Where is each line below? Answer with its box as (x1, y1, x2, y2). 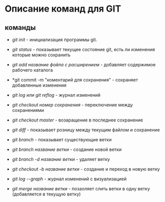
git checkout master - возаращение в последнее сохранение (12, 117, 143, 123)
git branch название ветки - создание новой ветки (12, 146, 122, 152)
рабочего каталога (12, 67, 53, 73)
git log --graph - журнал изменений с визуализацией (12, 176, 127, 182)
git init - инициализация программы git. (12, 36, 97, 43)
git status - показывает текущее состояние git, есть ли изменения (12, 47, 155, 52)
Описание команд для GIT (5, 3, 121, 15)
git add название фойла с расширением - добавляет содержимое (12, 62, 156, 67)
